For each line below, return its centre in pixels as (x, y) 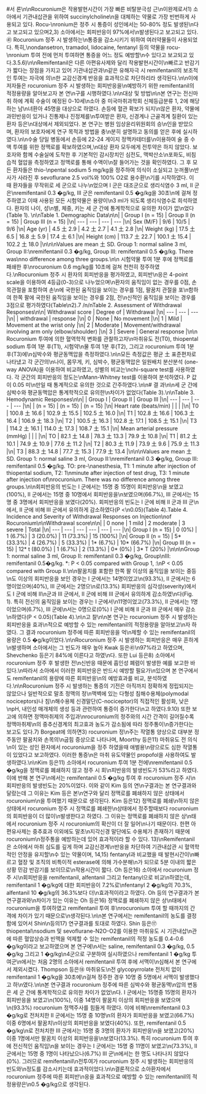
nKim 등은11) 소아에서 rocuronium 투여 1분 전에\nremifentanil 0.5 (114, 762)
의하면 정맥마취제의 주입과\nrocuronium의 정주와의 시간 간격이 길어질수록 (106, 716)
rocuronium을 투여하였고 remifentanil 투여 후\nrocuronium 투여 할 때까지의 (97, 908)
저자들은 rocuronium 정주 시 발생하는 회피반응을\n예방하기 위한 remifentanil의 (101, 85)
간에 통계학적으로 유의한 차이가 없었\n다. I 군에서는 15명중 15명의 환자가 (111, 992)
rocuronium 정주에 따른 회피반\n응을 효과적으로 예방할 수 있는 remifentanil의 (99, 1077)
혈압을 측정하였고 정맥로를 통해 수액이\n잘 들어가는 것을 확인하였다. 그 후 (104, 162)
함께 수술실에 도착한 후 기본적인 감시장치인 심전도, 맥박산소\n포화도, (104, 154)
